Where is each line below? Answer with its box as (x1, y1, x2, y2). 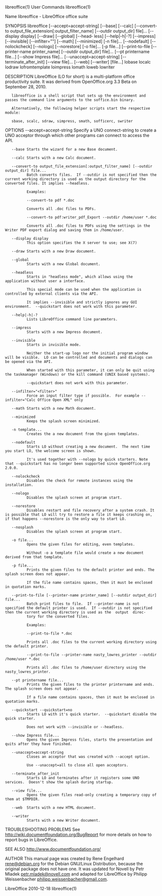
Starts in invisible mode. (26, 342, 81, 347)
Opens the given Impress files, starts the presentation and (26, 737, 152, 742)
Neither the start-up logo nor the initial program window (26, 351, 148, 356)
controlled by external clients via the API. (5, 291, 98, 296)
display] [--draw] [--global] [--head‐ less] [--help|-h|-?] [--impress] (20, 33, 156, 39)
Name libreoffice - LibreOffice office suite (5, 14, 88, 19)
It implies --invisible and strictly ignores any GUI (26, 300, 137, 305)
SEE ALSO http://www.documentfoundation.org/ (5, 846, 101, 852)
